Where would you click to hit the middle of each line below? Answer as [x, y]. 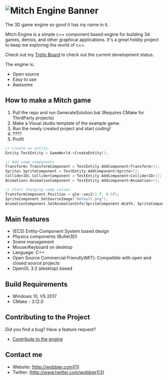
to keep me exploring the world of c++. [45, 45]
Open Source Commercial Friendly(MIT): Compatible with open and [82, 258]
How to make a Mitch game [48, 100]
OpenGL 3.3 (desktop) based [42, 268]
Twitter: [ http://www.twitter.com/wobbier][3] [58, 372]
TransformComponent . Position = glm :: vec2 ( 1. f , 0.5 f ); [62, 194]
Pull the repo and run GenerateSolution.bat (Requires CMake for [78, 112]
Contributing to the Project [47, 317]
